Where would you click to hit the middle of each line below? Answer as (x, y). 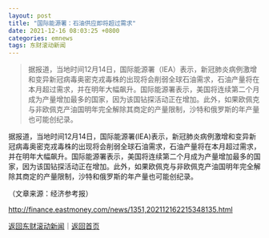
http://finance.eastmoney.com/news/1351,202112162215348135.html (121, 210)
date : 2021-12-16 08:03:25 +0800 (64, 30)
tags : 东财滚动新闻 (37, 46)
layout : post (30, 16)
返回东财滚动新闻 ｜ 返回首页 (54, 226)
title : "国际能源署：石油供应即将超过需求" (72, 23)
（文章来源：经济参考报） (50, 194)
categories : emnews (41, 38)
